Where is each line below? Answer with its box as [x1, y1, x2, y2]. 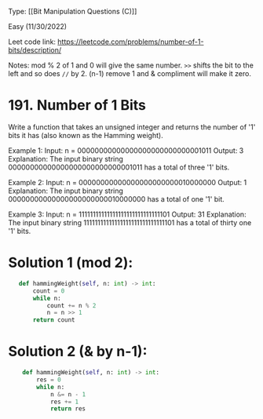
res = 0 [36, 376, 61, 384]
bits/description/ [8, 46, 62, 54]
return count [32, 316, 76, 324]
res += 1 [49, 398, 79, 406]
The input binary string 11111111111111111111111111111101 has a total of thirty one [8, 217, 252, 227]
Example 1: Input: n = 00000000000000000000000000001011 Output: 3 [8, 145, 244, 155]
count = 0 [32, 286, 65, 295]
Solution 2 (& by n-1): [8, 343, 148, 360]
